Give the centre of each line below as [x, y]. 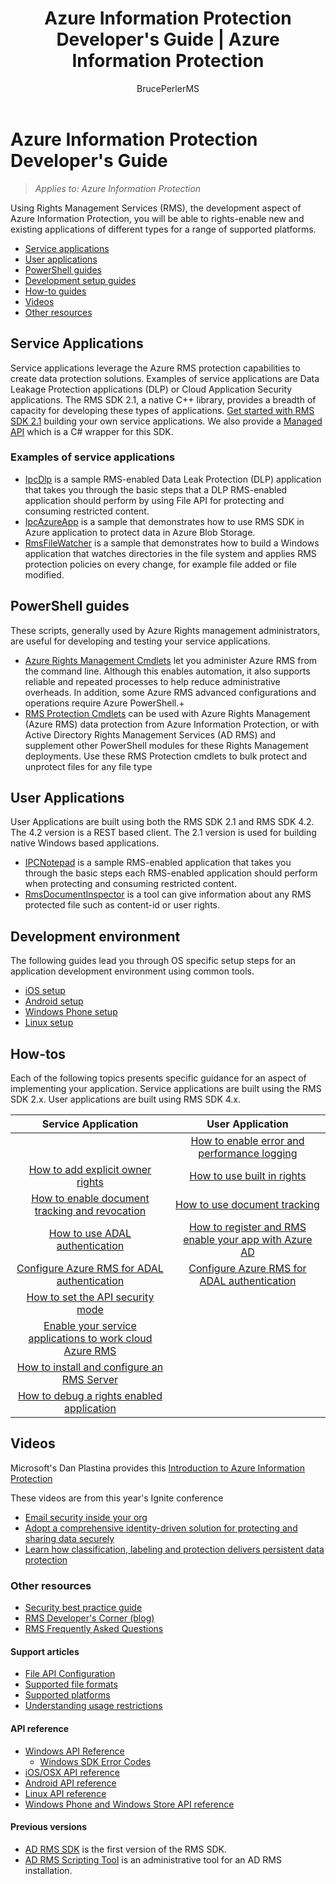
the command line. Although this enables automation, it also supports [167, 671]
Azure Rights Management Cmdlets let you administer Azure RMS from [171, 660]
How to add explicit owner [90, 1170]
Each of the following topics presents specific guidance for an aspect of [158, 1078]
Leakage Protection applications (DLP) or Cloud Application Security [151, 389]
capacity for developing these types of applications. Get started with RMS [162, 410]
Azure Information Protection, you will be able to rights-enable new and [157, 218]
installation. [48, 1870]
